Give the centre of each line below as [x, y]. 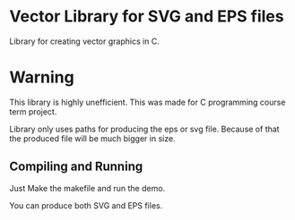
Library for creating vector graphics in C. [84, 41]
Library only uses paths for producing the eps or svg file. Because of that [144, 129]
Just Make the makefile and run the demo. [87, 188]
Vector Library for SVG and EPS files [147, 17]
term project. [33, 111]
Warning [42, 77]
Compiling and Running [76, 167]
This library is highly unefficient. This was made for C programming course [147, 102]
